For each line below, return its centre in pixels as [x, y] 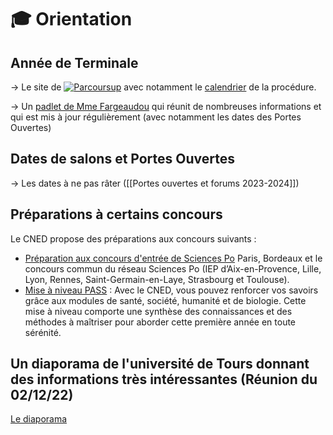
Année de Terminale [74, 62]
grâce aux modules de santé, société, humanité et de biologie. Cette [165, 300]
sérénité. [43, 332]
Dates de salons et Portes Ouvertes [123, 159]
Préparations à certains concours [116, 214]
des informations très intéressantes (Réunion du [164, 379]
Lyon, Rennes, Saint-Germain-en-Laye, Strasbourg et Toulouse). [157, 279]
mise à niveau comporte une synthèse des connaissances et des [158, 311]
